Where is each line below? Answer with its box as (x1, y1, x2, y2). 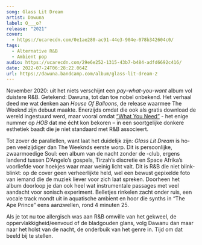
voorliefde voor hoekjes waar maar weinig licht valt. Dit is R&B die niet (6, 163, 180, 170)
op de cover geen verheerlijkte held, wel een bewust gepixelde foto (22, 170, 191, 177)
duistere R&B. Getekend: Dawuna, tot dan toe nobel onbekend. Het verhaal (6, 94, 192, 101)
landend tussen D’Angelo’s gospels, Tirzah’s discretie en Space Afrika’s (6, 156, 183, 164)
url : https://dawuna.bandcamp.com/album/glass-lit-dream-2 (6, 71, 158, 77)
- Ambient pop (11, 54, 47, 60)
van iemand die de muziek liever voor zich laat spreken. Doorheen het (6, 176, 180, 183)
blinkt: (6, 170, 22, 177)
